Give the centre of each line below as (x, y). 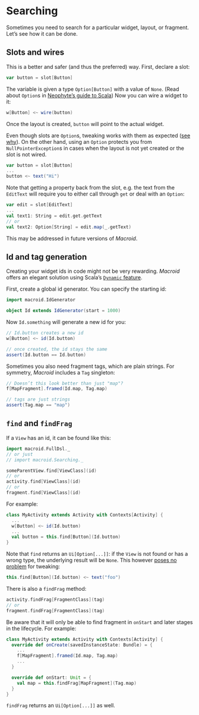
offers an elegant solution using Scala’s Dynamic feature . (74, 278)
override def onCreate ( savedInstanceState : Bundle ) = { (82, 645)
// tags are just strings (38, 399)
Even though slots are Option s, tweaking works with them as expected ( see (98, 136)
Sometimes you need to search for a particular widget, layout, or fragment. (97, 27)
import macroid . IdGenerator (41, 300)
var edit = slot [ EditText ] (40, 205)
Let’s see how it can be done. (42, 33)
